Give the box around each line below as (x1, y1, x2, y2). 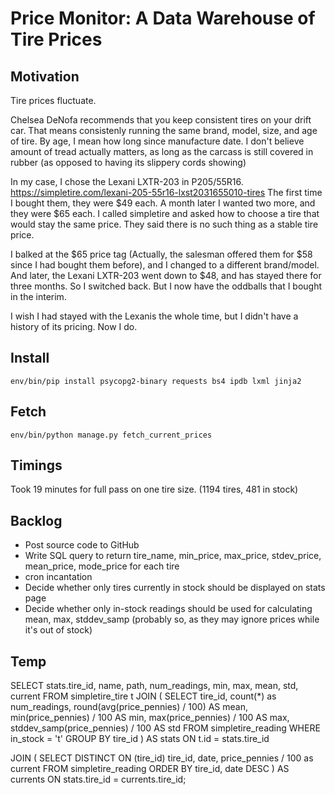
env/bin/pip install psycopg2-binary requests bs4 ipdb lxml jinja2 (10, 376, 302, 386)
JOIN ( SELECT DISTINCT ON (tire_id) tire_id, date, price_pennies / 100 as (10, 752, 314, 764)
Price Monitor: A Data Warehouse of (10, 7, 316, 30)
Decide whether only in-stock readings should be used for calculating (24, 603, 313, 615)
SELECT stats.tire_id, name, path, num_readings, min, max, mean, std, (10, 680, 299, 692)
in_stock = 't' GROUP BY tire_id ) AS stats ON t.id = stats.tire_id (10, 733, 270, 745)
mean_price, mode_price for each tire (24, 560, 180, 572)
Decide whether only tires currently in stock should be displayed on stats (24, 582, 326, 594)
